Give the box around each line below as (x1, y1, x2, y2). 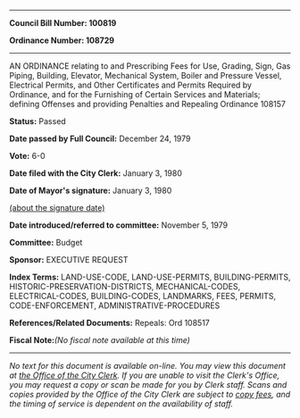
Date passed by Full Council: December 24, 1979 (9, 133, 191, 144)
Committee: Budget (9, 238, 83, 247)
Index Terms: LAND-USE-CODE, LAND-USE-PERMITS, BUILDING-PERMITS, (9, 272, 291, 282)
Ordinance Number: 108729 (9, 35, 114, 46)
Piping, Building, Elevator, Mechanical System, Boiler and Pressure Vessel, (9, 71, 282, 80)
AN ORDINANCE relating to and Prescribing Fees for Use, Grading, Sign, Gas (9, 61, 291, 71)
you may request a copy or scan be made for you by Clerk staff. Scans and (9, 380, 287, 389)
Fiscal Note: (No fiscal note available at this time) (9, 335, 190, 345)
